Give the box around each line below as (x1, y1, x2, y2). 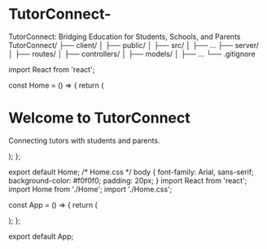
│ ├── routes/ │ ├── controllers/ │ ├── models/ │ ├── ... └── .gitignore (8, 49, 256, 58)
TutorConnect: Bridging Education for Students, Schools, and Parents (8, 32, 241, 41)
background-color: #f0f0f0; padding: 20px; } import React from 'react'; (8, 175, 247, 185)
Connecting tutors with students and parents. (8, 135, 160, 145)
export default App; (8, 231, 74, 241)
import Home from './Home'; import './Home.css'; (8, 184, 173, 194)
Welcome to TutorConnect (8, 109, 190, 127)
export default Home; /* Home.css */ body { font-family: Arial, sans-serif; (8, 167, 254, 177)
